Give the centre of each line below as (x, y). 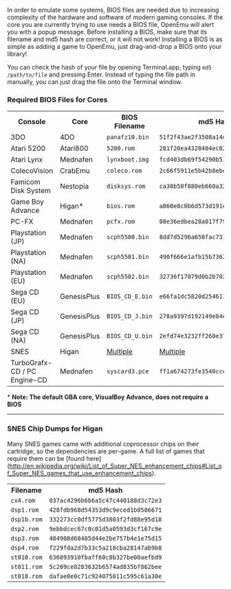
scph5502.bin (128, 277)
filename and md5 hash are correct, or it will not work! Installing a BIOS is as (115, 39)
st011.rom (26, 567)
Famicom (25, 182)
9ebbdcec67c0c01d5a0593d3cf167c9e (106, 529)
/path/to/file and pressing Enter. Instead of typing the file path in (101, 74)
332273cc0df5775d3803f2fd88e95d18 (106, 519)
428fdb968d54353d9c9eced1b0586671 (106, 510)
